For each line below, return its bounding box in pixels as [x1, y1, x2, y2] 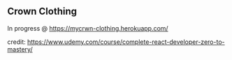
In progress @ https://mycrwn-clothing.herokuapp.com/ [7, 24, 169, 32]
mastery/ [7, 45, 33, 53]
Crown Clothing [7, 6, 78, 17]
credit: [7, 38, 26, 46]
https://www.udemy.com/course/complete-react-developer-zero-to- [27, 38, 225, 46]
